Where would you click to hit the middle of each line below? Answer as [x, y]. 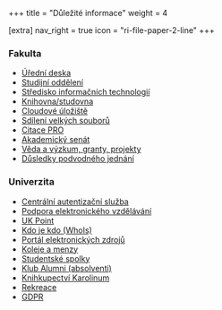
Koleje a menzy [50, 249]
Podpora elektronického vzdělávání [86, 211]
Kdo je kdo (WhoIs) [57, 230]
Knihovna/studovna [57, 101]
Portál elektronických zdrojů [73, 239]
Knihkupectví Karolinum [65, 278]
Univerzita [31, 182]
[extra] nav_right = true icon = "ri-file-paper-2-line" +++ [112, 30]
